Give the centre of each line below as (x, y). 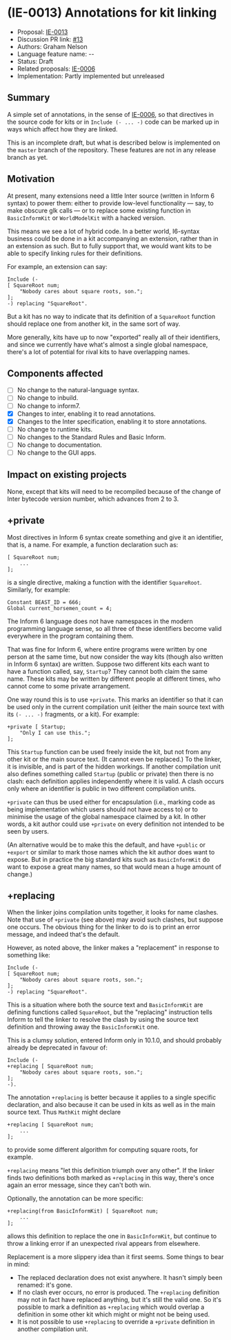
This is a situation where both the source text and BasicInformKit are (105, 1005)
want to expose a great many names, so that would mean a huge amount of (114, 867)
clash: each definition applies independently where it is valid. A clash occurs (115, 781)
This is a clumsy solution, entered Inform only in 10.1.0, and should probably (114, 1040)
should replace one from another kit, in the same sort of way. (94, 324)
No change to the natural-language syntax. (78, 390)
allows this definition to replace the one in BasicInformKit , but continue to (112, 1236)
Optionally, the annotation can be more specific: (75, 1199)
